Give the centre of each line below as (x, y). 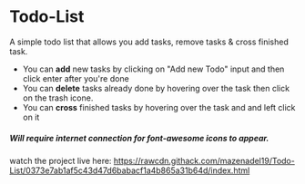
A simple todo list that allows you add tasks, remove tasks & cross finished (149, 42)
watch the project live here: (61, 160)
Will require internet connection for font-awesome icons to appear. (139, 138)
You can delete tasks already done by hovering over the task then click (156, 88)
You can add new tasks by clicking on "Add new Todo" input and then (153, 69)
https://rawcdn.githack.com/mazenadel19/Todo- (204, 160)
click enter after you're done (76, 78)
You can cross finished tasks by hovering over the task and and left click (159, 107)
